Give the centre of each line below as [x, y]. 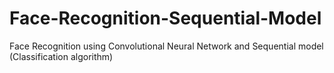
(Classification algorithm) [61, 56]
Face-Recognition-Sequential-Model [165, 18]
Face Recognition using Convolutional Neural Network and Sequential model [166, 46]
